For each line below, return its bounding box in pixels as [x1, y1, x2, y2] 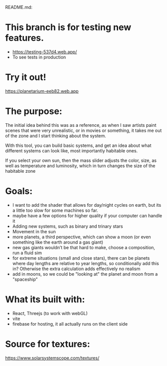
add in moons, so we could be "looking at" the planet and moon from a [12, 271, 158, 277]
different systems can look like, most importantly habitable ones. [5, 147, 138, 154]
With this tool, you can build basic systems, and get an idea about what [5, 142, 152, 148]
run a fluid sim [12, 250, 42, 256]
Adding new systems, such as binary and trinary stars [12, 223, 123, 229]
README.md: [5, 4, 33, 10]
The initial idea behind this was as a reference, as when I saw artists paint [5, 122, 157, 128]
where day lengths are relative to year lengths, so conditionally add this [12, 260, 160, 266]
